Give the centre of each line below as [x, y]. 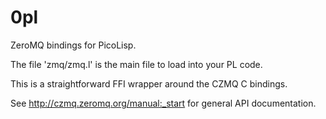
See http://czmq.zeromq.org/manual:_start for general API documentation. [163, 103]
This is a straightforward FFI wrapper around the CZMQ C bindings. [149, 83]
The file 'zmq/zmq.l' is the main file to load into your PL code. [136, 64]
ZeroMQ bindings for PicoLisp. [73, 45]
